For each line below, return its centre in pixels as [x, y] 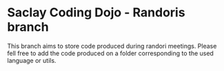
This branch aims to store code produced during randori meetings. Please [112, 46]
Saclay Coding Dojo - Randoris [96, 13]
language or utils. [32, 60]
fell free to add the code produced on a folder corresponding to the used [110, 53]
